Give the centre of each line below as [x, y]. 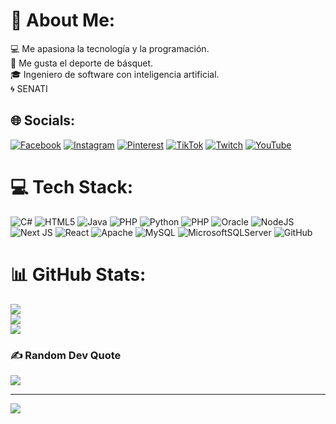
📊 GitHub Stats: [78, 274]
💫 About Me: [63, 20]
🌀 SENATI [29, 88]
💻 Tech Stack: [72, 186]
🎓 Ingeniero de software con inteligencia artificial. [115, 74]
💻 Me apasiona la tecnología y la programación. [110, 48]
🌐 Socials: [43, 120]
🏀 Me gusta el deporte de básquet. [82, 63]
